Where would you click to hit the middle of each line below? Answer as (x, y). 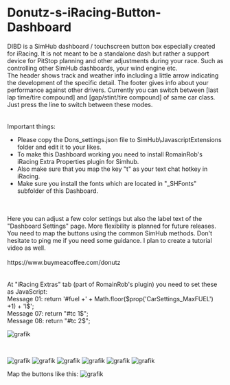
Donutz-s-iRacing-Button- (84, 13)
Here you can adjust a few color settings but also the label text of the (105, 218)
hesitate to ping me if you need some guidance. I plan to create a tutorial (110, 240)
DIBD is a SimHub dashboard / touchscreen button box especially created (111, 46)
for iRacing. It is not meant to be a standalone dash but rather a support (108, 54)
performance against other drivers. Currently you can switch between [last (113, 90)
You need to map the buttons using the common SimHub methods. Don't (110, 233)
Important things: (32, 126)
